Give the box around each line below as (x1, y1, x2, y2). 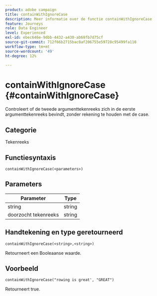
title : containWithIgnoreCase (5, 12, 68, 17)
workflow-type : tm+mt (5, 44, 50, 49)
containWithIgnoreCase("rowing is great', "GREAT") (5, 278, 114, 283)
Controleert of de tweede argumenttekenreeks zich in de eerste (5, 106, 136, 112)
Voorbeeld (5, 264, 39, 273)
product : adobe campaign (5, 7, 57, 12)
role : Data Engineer (5, 26, 48, 31)
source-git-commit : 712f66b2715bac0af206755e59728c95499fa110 (5, 40, 137, 45)
